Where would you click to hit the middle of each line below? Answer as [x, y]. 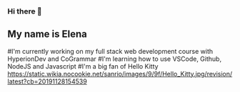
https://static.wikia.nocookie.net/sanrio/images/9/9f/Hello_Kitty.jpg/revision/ [120, 74]
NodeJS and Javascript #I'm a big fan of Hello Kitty [83, 66]
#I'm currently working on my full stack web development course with [110, 51]
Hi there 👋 [25, 11]
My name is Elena [47, 34]
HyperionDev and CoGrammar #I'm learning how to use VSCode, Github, [115, 59]
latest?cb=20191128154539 [47, 81]
